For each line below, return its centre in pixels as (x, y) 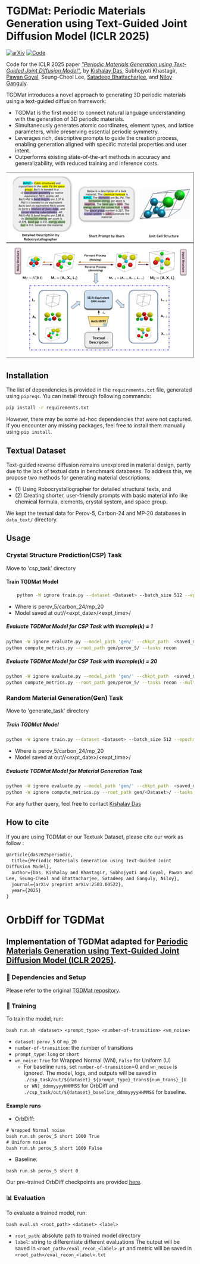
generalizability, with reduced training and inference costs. (87, 163)
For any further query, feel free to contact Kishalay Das (74, 804)
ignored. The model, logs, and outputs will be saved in (90, 1073)
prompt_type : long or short (47, 1054)
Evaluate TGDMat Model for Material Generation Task (74, 771)
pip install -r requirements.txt (48, 408)
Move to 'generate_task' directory (48, 711)
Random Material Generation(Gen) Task (65, 698)
